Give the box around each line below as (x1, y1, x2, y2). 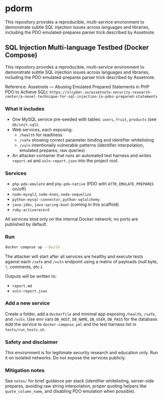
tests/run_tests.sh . (5, 326, 46, 332)
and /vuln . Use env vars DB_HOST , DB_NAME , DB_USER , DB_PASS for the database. (5, 316, 159, 322)
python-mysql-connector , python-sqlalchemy (12, 197, 100, 202)
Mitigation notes (5, 367, 45, 374)
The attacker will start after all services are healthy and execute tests (5, 254, 144, 259)
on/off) (12, 186, 26, 192)
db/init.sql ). (12, 122, 39, 127)
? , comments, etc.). (5, 264, 44, 270)
